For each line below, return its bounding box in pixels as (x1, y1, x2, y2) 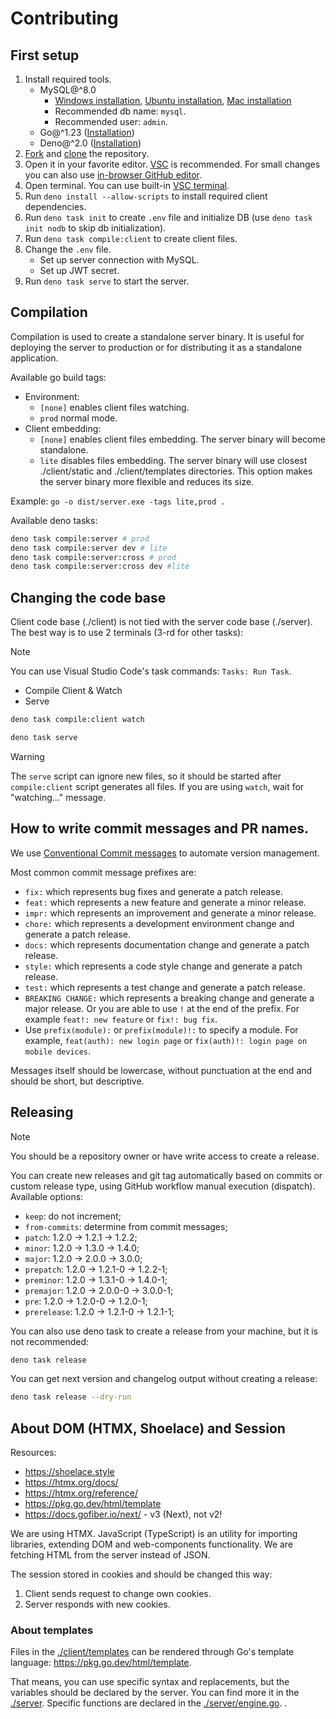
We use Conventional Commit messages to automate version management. (10, 847, 320, 859)
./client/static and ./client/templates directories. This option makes (39, 465, 313, 477)
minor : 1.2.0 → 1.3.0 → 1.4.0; (24, 1242, 140, 1254)
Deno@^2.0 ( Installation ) (39, 137, 142, 149)
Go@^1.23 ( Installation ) (39, 127, 135, 138)
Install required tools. (24, 73, 112, 85)
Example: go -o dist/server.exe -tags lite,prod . (10, 495, 226, 507)
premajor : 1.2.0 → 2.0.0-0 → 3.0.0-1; (24, 1284, 174, 1296)
